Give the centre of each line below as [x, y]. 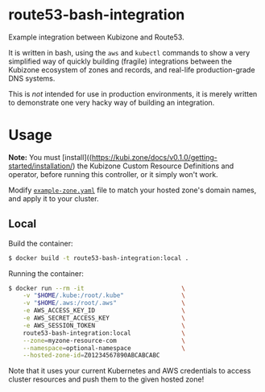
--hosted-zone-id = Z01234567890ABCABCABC [91, 356]
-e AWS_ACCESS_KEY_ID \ [104, 311]
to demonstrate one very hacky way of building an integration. [112, 102]
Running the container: [46, 273]
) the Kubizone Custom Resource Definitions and [153, 166]
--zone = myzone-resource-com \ [104, 340]
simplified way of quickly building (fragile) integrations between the [120, 61]
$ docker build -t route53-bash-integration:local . [99, 258]
